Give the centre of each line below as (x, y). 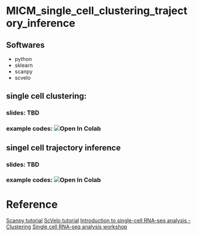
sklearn (24, 65)
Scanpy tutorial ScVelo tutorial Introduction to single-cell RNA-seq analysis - (98, 221)
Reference (32, 204)
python (23, 59)
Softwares (26, 45)
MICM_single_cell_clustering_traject (97, 11)
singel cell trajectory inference (64, 148)
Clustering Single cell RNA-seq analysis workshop (67, 227)
